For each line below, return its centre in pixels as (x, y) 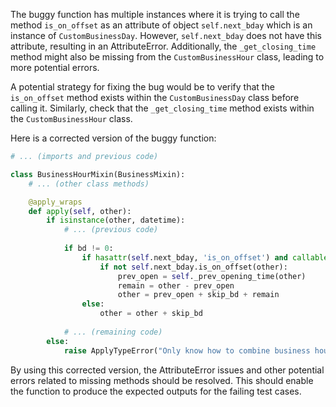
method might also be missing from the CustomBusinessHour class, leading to (167, 57)
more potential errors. (55, 67)
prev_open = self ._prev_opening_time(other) (212, 276)
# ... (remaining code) (113, 332)
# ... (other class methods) (89, 184)
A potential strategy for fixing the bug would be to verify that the (142, 87)
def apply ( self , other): (80, 211)
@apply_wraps (55, 202)
